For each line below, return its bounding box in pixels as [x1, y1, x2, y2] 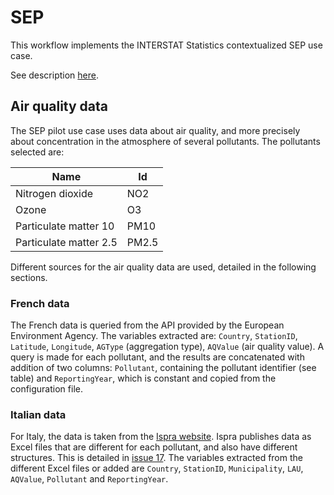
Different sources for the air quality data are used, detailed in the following [10, 261, 317, 273]
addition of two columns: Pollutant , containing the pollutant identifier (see [10, 362, 317, 374]
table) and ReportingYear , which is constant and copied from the [10, 372, 277, 385]
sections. [10, 271, 48, 283]
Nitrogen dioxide [15, 186, 94, 200]
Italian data [10, 407, 67, 421]
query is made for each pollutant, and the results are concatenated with [10, 351, 305, 363]
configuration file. [10, 383, 83, 395]
